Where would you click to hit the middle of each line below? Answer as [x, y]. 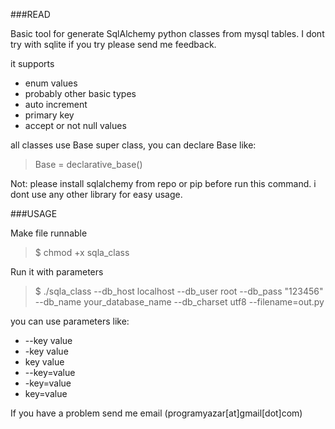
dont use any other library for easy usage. [96, 194]
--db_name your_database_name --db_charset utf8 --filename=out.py [179, 302]
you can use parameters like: [70, 321]
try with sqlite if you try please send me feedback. [113, 44]
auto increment [56, 104]
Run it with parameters [57, 272]
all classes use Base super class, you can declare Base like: [133, 145]
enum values [51, 83]
